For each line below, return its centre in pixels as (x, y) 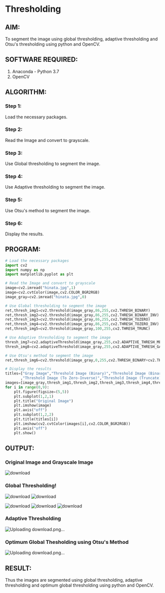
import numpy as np (25, 270)
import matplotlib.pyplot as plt (39, 274)
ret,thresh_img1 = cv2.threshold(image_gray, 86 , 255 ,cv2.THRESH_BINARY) (78, 311)
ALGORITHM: (26, 92)
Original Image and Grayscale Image (49, 462)
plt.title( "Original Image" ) (44, 401)
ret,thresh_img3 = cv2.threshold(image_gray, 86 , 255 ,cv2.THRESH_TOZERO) (78, 320)
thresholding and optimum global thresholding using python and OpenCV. (79, 585)
